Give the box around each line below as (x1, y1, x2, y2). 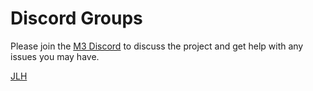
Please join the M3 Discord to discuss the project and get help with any (10, 40, 304, 52)
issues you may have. (10, 50, 100, 62)
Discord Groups (10, 7, 143, 30)
